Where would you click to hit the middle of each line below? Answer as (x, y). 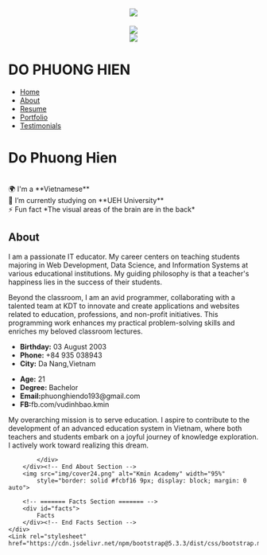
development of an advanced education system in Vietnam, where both (125, 428)
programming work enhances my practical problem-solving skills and (122, 322)
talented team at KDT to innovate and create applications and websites (124, 306)
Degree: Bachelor (49, 387)
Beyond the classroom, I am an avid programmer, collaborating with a (122, 297)
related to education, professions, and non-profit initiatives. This (113, 314)
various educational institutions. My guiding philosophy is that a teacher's (129, 273)
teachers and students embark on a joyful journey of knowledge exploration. (133, 436)
